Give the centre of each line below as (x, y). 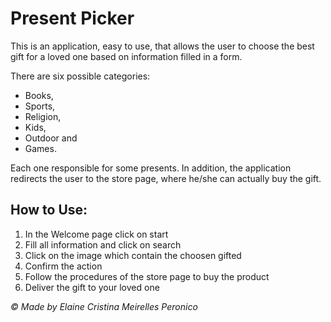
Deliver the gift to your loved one (92, 287)
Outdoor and (51, 138)
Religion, (43, 116)
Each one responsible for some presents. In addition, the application (151, 168)
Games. (40, 148)
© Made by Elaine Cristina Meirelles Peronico (104, 306)
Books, (39, 95)
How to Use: (49, 210)
